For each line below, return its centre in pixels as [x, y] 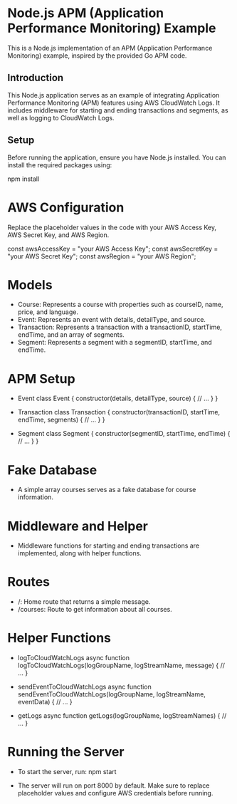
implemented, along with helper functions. [80, 553]
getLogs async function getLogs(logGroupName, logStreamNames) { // [122, 716]
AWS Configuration [66, 207]
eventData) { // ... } [45, 702]
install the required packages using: [60, 165]
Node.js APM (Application [86, 13]
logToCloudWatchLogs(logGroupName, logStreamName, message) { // [121, 665]
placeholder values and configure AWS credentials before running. [115, 793]
